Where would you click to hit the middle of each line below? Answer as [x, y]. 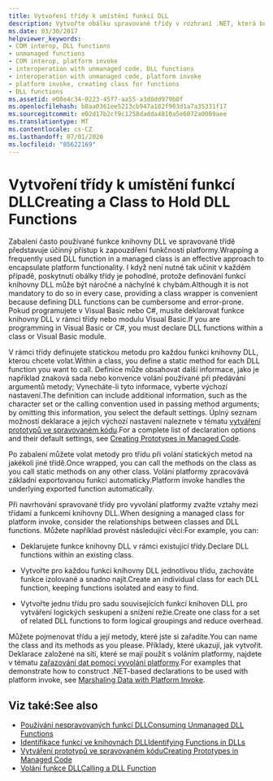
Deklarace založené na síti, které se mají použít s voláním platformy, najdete [135, 654]
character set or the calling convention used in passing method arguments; [134, 404]
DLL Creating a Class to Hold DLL [119, 202]
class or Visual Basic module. [58, 336]
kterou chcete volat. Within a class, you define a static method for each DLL [134, 361]
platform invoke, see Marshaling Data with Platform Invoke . [107, 680]
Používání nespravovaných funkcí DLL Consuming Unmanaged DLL [132, 725]
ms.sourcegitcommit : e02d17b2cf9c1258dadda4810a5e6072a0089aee [118, 115]
